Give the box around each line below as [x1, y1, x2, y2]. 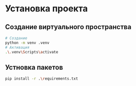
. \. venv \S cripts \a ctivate [5, 49, 58, 54]
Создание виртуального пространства [5, 23, 132, 31]
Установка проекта [5, 3, 88, 14]
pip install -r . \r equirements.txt [5, 76, 78, 82]
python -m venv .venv [5, 40, 50, 45]
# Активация [5, 45, 30, 50]
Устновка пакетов [5, 63, 63, 72]
